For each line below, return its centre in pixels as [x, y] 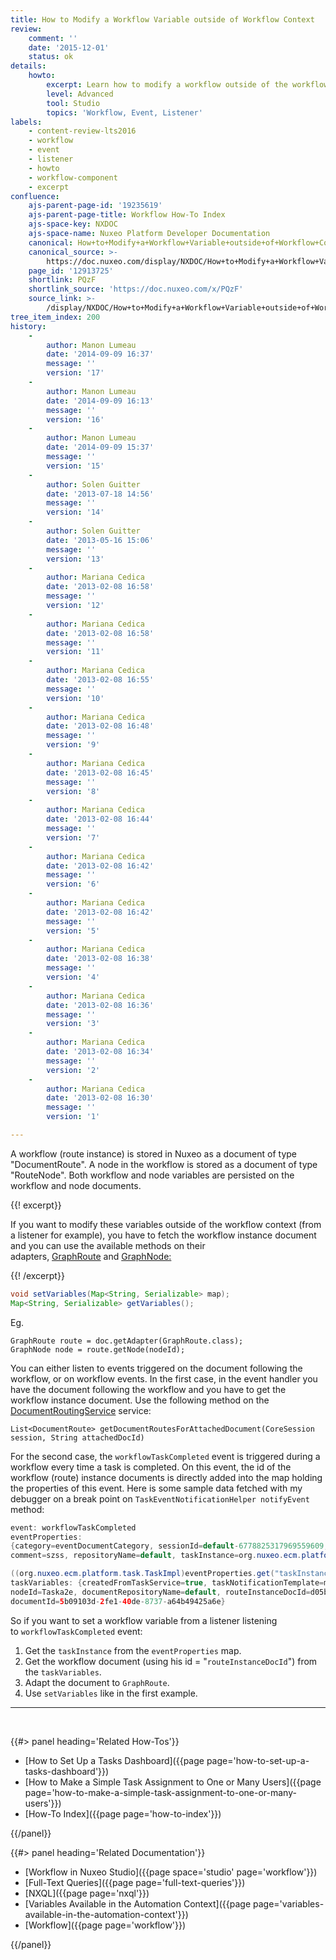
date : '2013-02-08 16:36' [100, 1005]
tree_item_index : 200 [55, 317]
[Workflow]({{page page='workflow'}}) [105, 1925]
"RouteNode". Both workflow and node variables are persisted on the [152, 1175]
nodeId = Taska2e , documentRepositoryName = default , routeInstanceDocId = [160, 1592]
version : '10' [75, 698]
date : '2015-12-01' [69, 47]
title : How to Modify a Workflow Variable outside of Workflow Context [162, 19]
